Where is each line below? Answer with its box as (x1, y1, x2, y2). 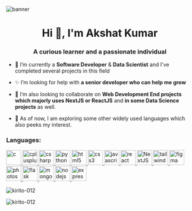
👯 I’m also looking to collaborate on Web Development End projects (14, 91, 182, 98)
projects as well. (14, 103, 56, 111)
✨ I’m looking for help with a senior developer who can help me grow (14, 79, 186, 86)
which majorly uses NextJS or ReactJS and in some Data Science (14, 97, 180, 104)
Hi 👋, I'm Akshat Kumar (42, 27, 158, 40)
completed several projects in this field (14, 67, 110, 74)
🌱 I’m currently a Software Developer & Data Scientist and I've (14, 61, 169, 68)
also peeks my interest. (14, 121, 73, 128)
